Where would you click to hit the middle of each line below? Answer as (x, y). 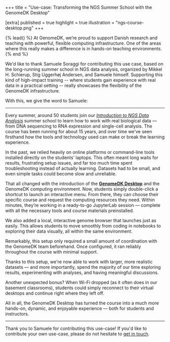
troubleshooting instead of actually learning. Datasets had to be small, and (83, 168)
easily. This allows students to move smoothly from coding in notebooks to (83, 226)
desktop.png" (19, 28)
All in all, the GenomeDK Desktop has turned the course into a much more (82, 303)
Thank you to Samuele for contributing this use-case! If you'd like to (76, 328)
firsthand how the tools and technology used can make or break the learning (85, 137)
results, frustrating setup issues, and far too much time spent (69, 163)
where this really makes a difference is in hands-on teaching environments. (83, 49)
